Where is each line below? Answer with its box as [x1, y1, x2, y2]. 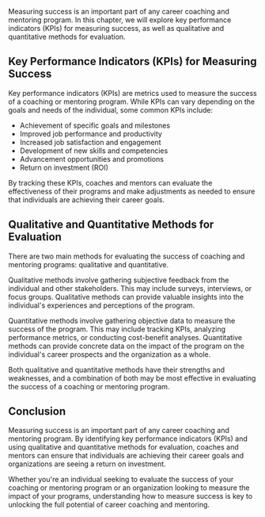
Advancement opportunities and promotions [19, 154, 165, 163]
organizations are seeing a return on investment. [8, 459, 166, 469]
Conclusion [8, 404, 66, 419]
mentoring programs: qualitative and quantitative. [8, 259, 169, 269]
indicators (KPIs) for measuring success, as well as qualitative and [8, 24, 225, 33]
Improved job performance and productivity [19, 128, 162, 138]
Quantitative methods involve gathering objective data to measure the [8, 316, 236, 325]
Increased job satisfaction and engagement [19, 137, 161, 147]
